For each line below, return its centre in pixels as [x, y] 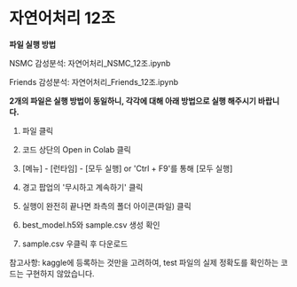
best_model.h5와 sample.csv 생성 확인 [91, 225]
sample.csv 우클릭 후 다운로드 [75, 244]
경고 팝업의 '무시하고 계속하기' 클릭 [82, 187]
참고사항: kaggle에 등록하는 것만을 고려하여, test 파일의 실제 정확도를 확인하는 [144, 262]
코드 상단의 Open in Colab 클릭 [76, 149]
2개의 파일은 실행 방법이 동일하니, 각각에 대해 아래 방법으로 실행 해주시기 [133, 101]
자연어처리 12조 [62, 18]
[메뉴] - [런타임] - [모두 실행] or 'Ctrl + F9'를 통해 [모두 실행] [127, 168]
